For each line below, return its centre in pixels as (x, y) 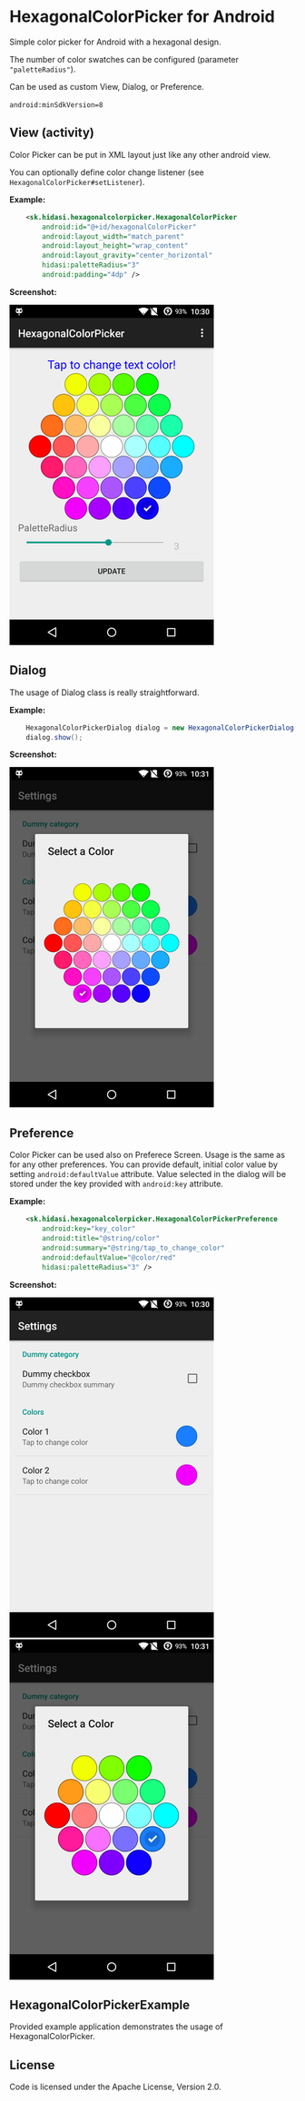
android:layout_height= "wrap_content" (115, 246)
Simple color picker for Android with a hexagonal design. (115, 42)
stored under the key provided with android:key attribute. (117, 1184)
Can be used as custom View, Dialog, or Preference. (107, 86)
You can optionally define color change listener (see (107, 172)
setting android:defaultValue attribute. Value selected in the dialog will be (148, 1174)
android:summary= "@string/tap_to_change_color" (133, 1248)
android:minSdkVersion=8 (56, 105)
